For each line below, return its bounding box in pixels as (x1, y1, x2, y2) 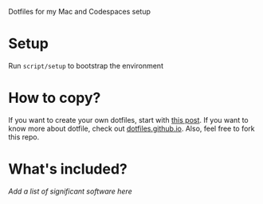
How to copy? (8, 89, 101, 107)
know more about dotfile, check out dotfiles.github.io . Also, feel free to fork (8, 124, 255, 133)
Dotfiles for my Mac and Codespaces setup (8, 7, 151, 16)
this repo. (8, 131, 40, 142)
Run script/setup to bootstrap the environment (8, 61, 163, 70)
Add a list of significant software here (8, 186, 133, 196)
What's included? (8, 160, 128, 178)
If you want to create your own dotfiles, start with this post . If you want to (8, 115, 249, 124)
